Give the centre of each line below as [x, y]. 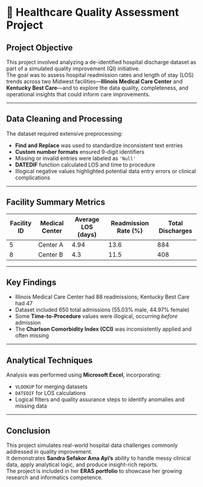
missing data [31, 406]
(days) [87, 234]
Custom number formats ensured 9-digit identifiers [80, 151]
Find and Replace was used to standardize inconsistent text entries [99, 145]
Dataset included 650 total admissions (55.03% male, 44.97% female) [102, 310]
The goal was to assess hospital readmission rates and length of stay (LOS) [100, 75]
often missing [32, 336]
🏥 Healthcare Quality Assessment [93, 12]
